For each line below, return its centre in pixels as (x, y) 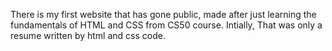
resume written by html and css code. (88, 35)
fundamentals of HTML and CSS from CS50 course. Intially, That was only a (166, 25)
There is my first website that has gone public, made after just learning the (163, 14)
